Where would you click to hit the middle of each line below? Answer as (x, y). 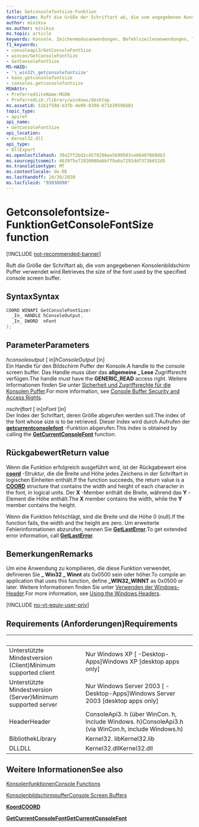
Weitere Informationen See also (65, 769)
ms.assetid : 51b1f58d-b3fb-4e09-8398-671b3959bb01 (70, 105)
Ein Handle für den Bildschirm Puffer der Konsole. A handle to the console (96, 366)
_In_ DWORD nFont (34, 321)
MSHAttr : (17, 89)
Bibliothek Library (33, 739)
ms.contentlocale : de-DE (37, 172)
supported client (32, 673)
